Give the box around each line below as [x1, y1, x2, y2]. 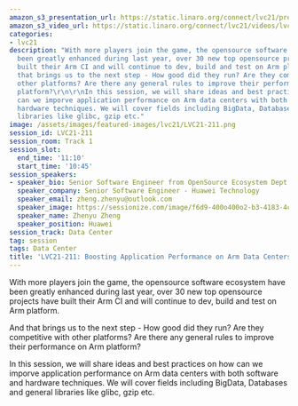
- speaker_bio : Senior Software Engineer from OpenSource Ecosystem [9, 179, 268, 187]
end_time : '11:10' [17, 153, 86, 163]
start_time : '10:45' [17, 162, 93, 171]
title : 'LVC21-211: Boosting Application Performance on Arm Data [9, 252, 260, 262]
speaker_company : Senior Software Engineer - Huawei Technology [17, 187, 260, 195]
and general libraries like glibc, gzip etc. [9, 387, 155, 397]
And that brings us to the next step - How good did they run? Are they [9, 322, 264, 333]
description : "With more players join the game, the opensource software [9, 46, 288, 55]
